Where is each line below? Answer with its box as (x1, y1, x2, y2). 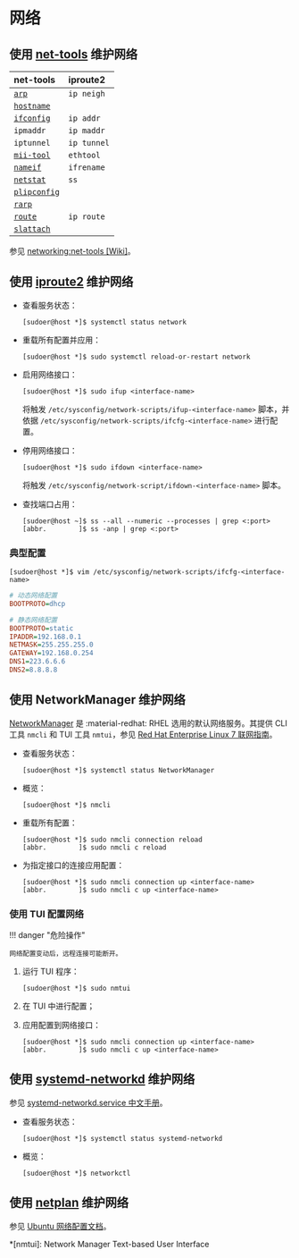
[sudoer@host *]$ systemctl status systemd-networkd (21, 1134, 223, 1143)
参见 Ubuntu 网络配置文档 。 (9, 1220, 112, 1231)
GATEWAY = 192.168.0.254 (9, 649, 94, 658)
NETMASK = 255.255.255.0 (9, 640, 94, 649)
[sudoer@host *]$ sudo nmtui (21, 984, 131, 993)
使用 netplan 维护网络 (9, 1195, 129, 1211)
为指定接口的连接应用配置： (21, 859, 125, 870)
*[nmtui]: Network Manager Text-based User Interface (9, 1238, 210, 1249)
